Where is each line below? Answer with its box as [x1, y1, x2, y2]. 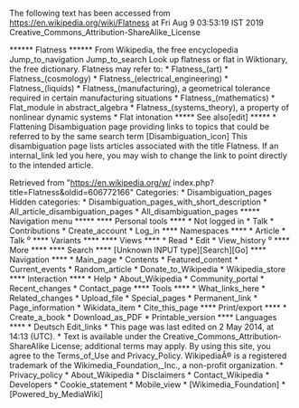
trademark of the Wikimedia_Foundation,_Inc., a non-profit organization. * [9, 360, 285, 370]
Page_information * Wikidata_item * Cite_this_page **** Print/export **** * [9, 302, 287, 313]
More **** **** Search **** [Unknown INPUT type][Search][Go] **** [9, 244, 266, 255]
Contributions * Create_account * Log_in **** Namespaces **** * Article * [9, 225, 286, 236]
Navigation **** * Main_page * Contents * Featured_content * [9, 254, 239, 265]
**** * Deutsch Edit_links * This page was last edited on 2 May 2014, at [9, 321, 274, 332]
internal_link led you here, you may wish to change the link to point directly [9, 150, 287, 161]
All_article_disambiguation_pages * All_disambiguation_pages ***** [9, 206, 260, 216]
